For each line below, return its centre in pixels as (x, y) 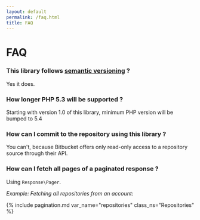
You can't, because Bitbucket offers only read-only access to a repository (97, 147)
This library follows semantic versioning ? (68, 71)
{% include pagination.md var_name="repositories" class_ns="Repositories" (100, 205)
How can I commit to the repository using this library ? (86, 134)
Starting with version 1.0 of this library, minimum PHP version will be (90, 112)
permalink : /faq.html (33, 17)
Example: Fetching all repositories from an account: (70, 193)
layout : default (26, 12)
